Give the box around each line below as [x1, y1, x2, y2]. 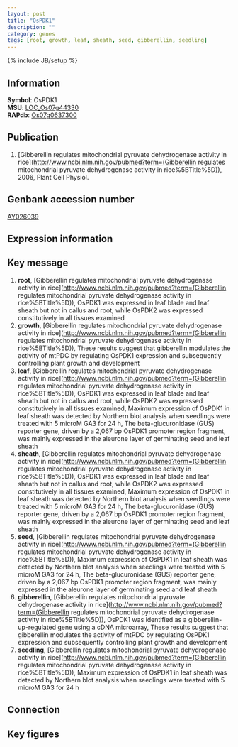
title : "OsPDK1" [7, 17, 55, 24]
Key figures [7, 728, 59, 740]
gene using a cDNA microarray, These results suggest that [57, 623, 229, 631]
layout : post [7, 10, 46, 18]
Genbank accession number [7, 193, 135, 206]
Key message [7, 257, 69, 269]
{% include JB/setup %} [7, 56, 78, 65]
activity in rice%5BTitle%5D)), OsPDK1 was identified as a [17, 615, 187, 623]
